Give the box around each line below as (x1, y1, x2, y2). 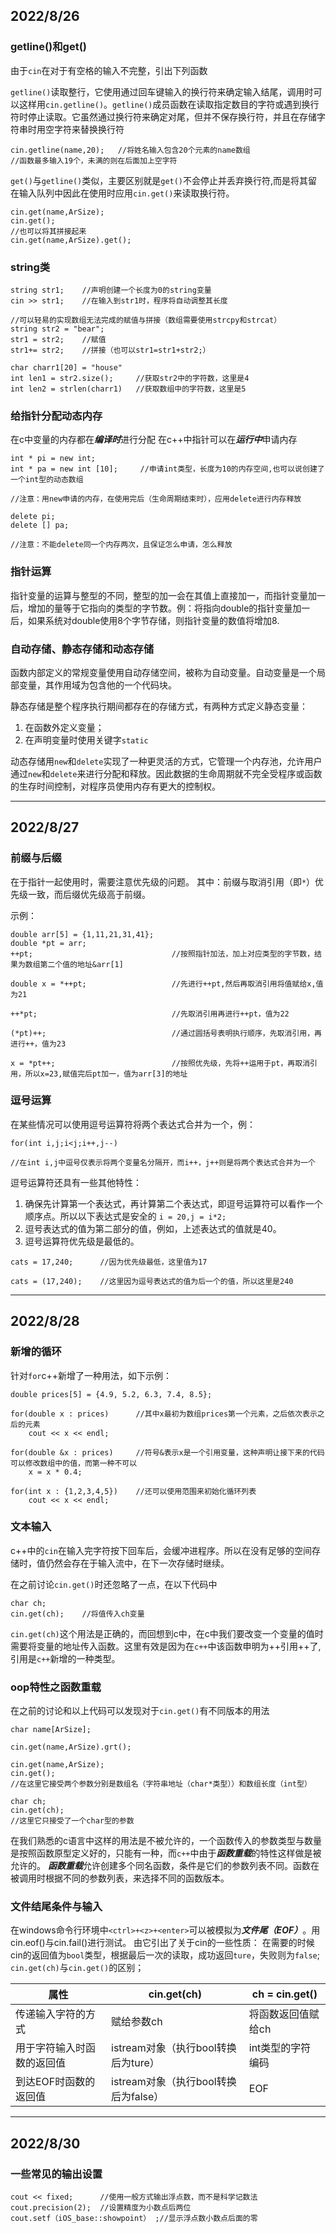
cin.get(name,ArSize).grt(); (10, 1742, 132, 1753)
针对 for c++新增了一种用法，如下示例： (10, 1369, 173, 1381)
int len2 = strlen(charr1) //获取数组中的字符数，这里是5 (10, 384, 247, 394)
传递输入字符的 (15, 2007, 87, 2021)
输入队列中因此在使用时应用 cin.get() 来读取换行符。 (18, 187, 235, 199)
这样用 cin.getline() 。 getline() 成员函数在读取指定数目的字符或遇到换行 (18, 98, 320, 110)
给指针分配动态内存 (10, 409, 103, 423)
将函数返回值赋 (248, 2007, 320, 2021)
